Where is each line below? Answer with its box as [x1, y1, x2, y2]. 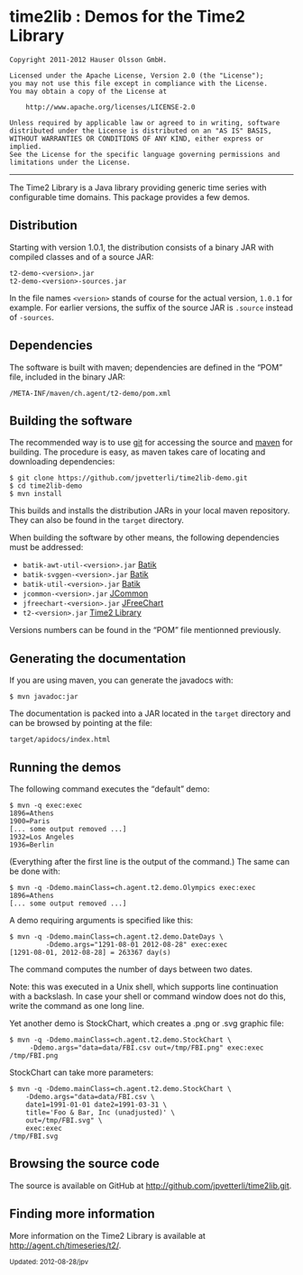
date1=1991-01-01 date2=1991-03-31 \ [25, 1100, 168, 1109]
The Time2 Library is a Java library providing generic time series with [9, 182, 268, 193]
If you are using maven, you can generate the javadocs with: [9, 674, 234, 686]
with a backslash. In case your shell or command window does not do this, [9, 991, 287, 1002]
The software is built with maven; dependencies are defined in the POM [9, 362, 280, 372]
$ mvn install [9, 490, 63, 499]
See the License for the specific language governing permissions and [9, 150, 280, 159]
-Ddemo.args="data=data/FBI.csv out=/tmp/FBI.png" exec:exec [29, 1043, 264, 1052]
